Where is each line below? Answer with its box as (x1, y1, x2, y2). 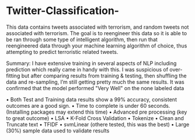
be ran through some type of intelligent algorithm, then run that (6, 36, 158, 43)
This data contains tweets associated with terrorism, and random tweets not (6, 23, 189, 30)
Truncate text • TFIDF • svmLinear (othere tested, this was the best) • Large (6, 121, 190, 128)
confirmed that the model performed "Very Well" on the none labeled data (6, 84, 184, 91)
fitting (6, 72, 20, 79)
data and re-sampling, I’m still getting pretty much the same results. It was (6, 78, 185, 86)
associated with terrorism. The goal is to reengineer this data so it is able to (6, 29, 187, 36)
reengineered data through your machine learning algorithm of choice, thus (6, 42, 187, 49)
